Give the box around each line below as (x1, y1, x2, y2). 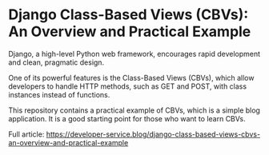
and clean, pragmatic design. (8, 58, 105, 67)
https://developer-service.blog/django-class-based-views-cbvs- (46, 129, 261, 139)
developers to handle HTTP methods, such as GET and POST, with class (8, 81, 247, 91)
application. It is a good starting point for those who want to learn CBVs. (8, 113, 246, 123)
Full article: (8, 129, 45, 139)
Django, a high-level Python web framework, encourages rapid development (8, 49, 261, 58)
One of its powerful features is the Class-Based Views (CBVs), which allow (8, 73, 255, 82)
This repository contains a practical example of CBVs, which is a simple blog (8, 105, 260, 115)
